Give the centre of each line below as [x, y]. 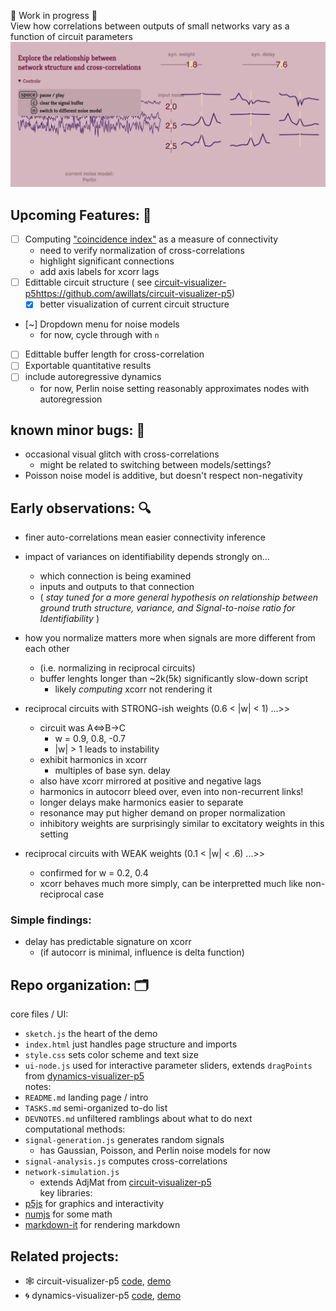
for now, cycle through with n [99, 335]
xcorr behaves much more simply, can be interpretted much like [171, 884]
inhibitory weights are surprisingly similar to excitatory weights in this [182, 824]
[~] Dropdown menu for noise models [102, 324]
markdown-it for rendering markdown [102, 1225]
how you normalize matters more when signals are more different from [170, 638]
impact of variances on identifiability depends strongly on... [147, 557]
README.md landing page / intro [86, 1097]
